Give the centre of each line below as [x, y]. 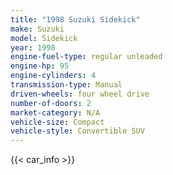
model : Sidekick [44, 38]
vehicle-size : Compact [57, 122]
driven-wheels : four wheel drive [80, 94]
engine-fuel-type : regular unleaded [86, 57]
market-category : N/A [55, 112]
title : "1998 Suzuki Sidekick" [75, 19]
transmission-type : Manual [66, 85]
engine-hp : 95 [40, 66]
